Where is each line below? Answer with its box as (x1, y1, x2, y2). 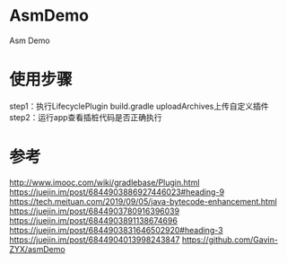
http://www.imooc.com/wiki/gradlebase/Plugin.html (9, 177, 200, 188)
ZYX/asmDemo (9, 243, 65, 254)
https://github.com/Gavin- (181, 234, 278, 245)
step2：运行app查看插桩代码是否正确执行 (9, 111, 163, 122)
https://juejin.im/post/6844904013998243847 (9, 234, 180, 245)
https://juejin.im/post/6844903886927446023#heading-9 (9, 186, 225, 197)
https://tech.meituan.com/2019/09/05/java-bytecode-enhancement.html (9, 196, 278, 206)
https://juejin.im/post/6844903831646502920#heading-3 (9, 224, 223, 235)
